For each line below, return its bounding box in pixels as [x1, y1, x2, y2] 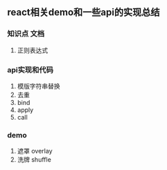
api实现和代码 [7, 65, 54, 75]
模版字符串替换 [17, 82, 60, 90]
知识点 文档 [7, 29, 45, 39]
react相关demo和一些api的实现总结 [7, 6, 160, 19]
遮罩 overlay [17, 147, 53, 155]
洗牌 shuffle [17, 155, 52, 164]
